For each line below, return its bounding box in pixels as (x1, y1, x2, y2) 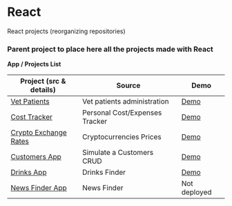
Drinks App (10, 167, 47, 177)
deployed (181, 187, 212, 197)
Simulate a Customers (81, 148, 154, 158)
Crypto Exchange (10, 128, 67, 138)
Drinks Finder (81, 167, 126, 177)
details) (30, 85, 57, 95)
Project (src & (20, 77, 66, 86)
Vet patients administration (81, 97, 169, 106)
